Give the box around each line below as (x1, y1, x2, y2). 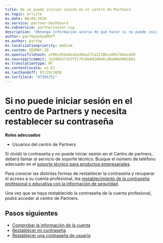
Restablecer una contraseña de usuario (12, 232, 91, 238)
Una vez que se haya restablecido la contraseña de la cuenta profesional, (5, 190, 152, 196)
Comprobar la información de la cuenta (12, 222, 91, 228)
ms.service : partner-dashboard (5, 20, 68, 26)
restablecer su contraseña (5, 116, 114, 127)
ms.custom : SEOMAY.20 (5, 47, 49, 52)
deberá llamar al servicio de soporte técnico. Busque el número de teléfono (5, 156, 156, 162)
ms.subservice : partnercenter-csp (5, 25, 75, 30)
